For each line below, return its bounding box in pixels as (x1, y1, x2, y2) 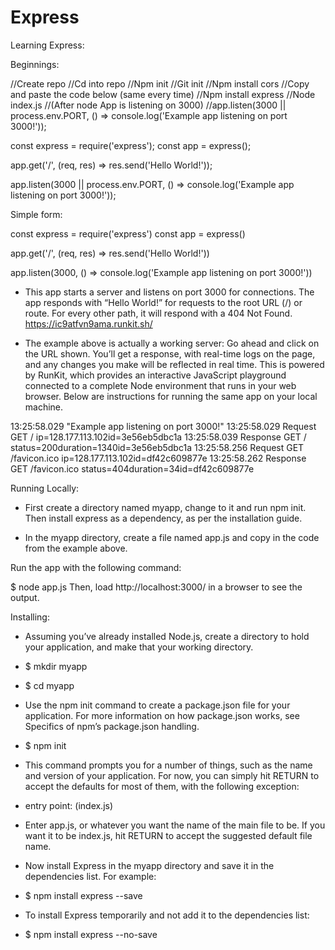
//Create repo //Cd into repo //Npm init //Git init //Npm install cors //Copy (10, 77, 310, 90)
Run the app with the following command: (10, 561, 182, 573)
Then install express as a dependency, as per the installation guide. (24, 512, 303, 524)
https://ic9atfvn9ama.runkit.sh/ (24, 317, 153, 330)
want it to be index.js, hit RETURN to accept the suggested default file (24, 829, 313, 841)
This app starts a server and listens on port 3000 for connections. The (24, 286, 315, 298)
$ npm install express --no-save (24, 928, 158, 940)
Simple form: (10, 208, 63, 220)
